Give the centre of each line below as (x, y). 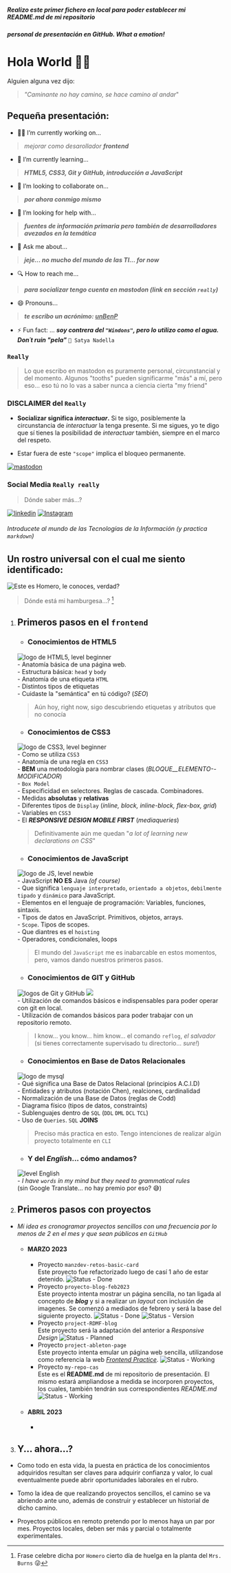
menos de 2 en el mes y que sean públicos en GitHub (92, 1233)
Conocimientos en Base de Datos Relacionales (106, 1061)
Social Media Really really (53, 485)
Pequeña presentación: (58, 116)
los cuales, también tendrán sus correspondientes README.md (127, 1389)
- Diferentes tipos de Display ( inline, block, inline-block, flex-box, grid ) (117, 805)
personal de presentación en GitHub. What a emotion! (86, 34)
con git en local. (40, 1008)
